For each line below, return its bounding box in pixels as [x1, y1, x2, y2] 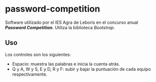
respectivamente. [12, 71, 48, 77]
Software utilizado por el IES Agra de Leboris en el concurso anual [5, 19, 138, 25]
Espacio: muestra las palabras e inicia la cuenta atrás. [12, 61, 120, 66]
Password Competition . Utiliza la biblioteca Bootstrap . [5, 24, 116, 30]
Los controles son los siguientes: [5, 51, 71, 57]
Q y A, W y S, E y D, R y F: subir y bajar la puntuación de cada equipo [12, 66, 151, 72]
